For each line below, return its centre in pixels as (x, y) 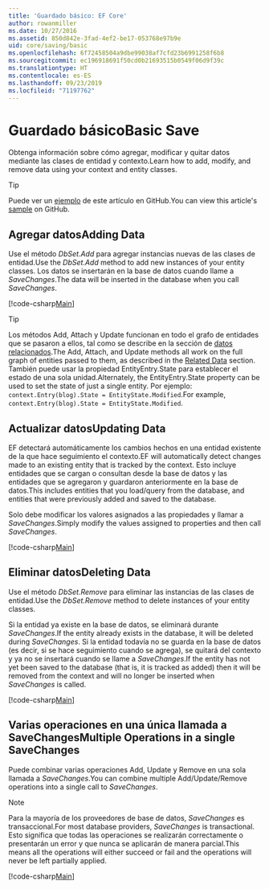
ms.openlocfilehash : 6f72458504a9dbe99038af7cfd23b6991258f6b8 (116, 53)
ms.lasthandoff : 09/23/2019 (55, 83)
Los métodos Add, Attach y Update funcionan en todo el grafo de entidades (134, 335)
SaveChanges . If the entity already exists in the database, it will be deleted (131, 633)
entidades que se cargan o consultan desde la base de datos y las (118, 473)
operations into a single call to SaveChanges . (83, 787)
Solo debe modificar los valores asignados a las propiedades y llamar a (126, 514)
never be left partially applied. (57, 860)
